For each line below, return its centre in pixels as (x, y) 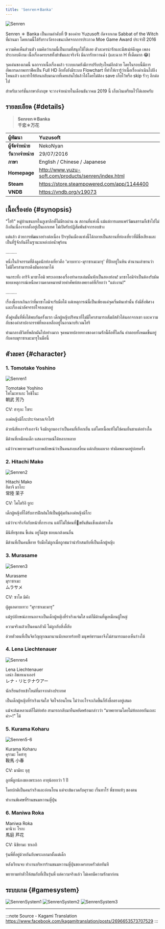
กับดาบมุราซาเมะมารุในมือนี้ (27, 338)
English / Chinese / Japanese (72, 162)
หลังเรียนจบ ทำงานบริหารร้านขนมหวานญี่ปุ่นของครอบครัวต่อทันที (57, 864)
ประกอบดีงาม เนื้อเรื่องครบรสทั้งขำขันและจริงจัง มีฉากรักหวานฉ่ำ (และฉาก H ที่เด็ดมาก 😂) (78, 55)
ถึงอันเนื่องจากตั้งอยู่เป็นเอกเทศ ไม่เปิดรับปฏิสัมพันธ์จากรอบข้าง (55, 227)
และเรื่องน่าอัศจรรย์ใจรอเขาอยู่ (29, 307)
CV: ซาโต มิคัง (18, 597)
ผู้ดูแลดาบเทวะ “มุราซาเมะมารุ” (30, 607)
